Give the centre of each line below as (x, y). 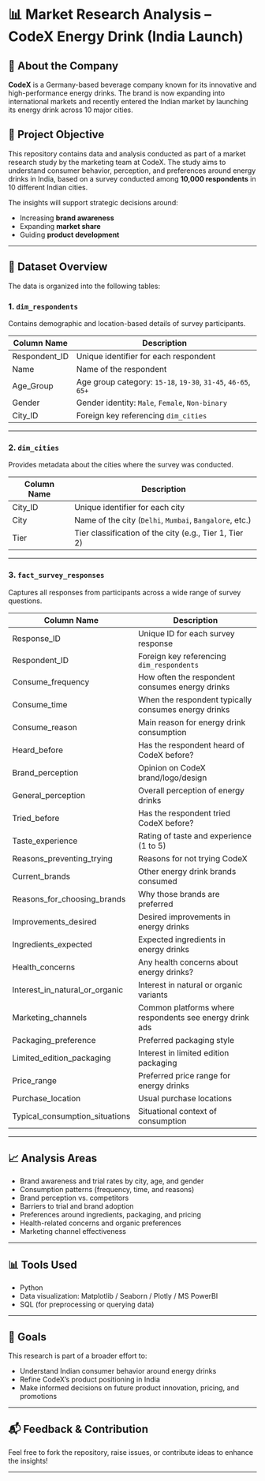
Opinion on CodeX (172, 767)
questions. (25, 601)
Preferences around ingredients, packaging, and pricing (110, 1215)
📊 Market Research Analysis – (110, 15)
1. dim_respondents (43, 306)
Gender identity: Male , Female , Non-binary (151, 403)
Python (31, 1288)
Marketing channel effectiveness (73, 1232)
